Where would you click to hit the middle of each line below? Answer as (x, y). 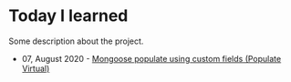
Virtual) (36, 68)
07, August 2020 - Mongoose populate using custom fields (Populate (151, 58)
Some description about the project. (76, 41)
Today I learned (68, 16)
